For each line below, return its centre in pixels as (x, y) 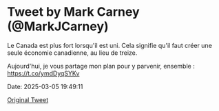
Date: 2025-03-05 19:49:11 (45, 86)
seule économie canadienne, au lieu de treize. (72, 53)
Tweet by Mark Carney (73, 12)
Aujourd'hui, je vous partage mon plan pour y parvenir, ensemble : (101, 66)
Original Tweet (28, 99)
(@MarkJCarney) (58, 26)
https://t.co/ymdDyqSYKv (43, 73)
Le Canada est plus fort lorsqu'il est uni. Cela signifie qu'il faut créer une (109, 45)
